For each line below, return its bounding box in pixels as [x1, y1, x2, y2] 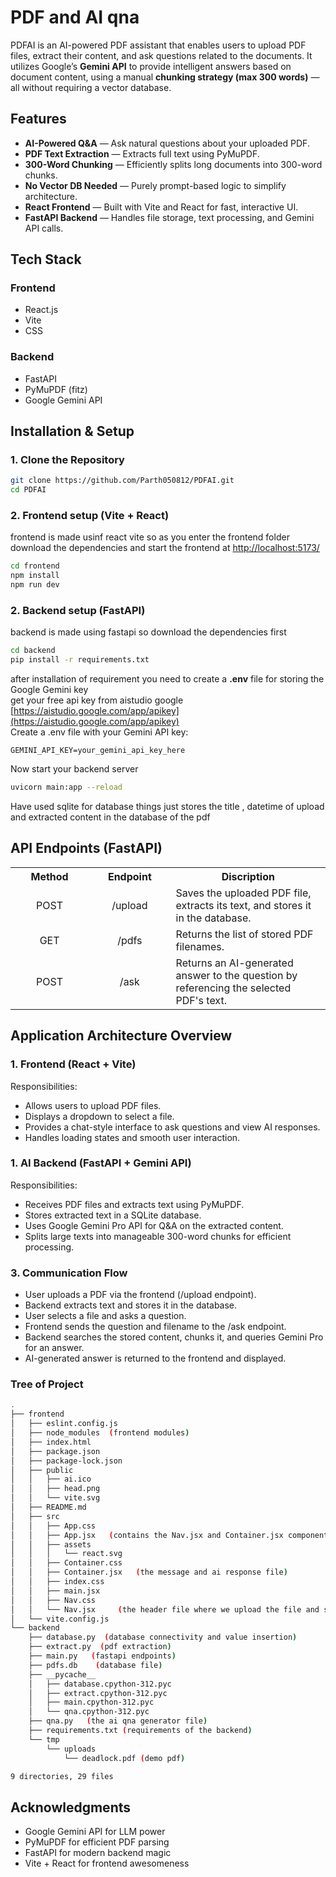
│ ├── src [10, 1511, 60, 1521]
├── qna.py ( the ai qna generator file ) [28, 1716, 208, 1726]
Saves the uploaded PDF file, [175, 886, 312, 900]
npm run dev [10, 580, 60, 590]
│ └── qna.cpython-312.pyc [28, 1707, 150, 1717]
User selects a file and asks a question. [24, 1310, 187, 1322]
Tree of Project [10, 1377, 84, 1391]
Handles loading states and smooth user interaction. [24, 1131, 241, 1143]
